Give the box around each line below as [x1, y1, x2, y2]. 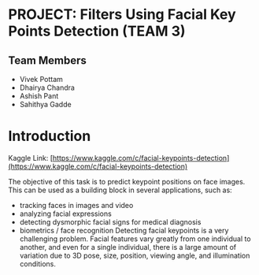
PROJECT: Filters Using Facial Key [8, 6, 236, 24]
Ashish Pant [19, 91, 59, 100]
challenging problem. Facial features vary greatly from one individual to [19, 234, 251, 243]
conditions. [19, 258, 57, 269]
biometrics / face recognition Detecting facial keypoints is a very [19, 225, 229, 235]
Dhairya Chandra [19, 83, 75, 92]
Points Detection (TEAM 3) [8, 22, 187, 40]
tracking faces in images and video [19, 200, 134, 210]
